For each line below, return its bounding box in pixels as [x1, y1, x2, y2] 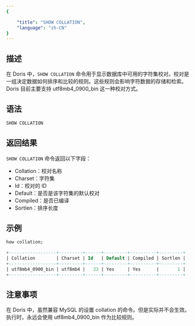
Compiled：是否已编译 [14, 197, 70, 204]
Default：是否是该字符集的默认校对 [14, 190, 100, 197]
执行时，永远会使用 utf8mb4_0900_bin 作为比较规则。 [6, 314, 137, 321]
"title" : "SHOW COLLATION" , [16, 19, 85, 25]
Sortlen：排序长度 [14, 204, 59, 211]
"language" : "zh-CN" [16, 25, 67, 31]
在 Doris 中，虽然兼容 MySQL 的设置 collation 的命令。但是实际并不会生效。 [6, 307, 190, 314]
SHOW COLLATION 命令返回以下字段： [6, 155, 91, 162]
